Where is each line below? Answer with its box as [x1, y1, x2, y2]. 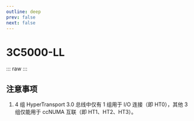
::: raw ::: [6, 65, 28, 72]
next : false [6, 20, 36, 26]
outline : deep [6, 8, 42, 15]
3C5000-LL [6, 45, 65, 59]
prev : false [6, 14, 36, 20]
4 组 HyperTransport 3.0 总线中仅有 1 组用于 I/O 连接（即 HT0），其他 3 [14, 101, 188, 108]
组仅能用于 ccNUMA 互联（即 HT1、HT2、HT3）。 [14, 108, 137, 116]
